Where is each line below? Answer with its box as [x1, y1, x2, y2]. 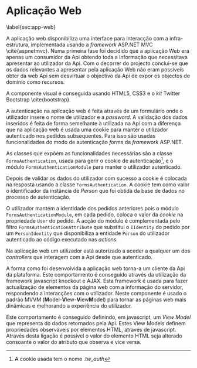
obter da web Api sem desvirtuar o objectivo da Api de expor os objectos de [6, 72, 191, 79]
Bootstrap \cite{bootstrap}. [6, 96, 72, 103]
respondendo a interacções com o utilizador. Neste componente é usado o [6, 289, 187, 297]
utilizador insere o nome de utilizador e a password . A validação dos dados [6, 113, 188, 121]
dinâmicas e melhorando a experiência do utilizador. [6, 302, 133, 309]
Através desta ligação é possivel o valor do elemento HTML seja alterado [6, 332, 183, 339]
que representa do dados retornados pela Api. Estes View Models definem [6, 319, 186, 326]
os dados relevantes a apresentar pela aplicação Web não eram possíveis [6, 66, 184, 73]
